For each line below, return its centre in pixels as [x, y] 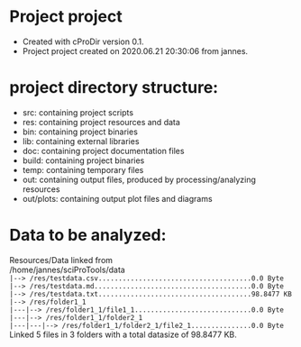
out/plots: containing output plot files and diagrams [118, 198]
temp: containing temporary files [83, 169]
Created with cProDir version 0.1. [83, 41]
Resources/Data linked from [61, 260]
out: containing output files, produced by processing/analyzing [139, 179]
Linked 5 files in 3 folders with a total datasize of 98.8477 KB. [123, 334]
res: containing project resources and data [101, 122]
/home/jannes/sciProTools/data [68, 269]
